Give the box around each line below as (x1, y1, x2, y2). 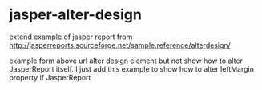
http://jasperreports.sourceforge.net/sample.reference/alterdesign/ (9, 40, 231, 49)
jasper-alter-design (9, 6, 143, 24)
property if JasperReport (9, 72, 91, 82)
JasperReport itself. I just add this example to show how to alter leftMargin (9, 64, 255, 73)
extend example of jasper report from (9, 32, 133, 41)
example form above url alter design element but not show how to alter (9, 56, 244, 65)
